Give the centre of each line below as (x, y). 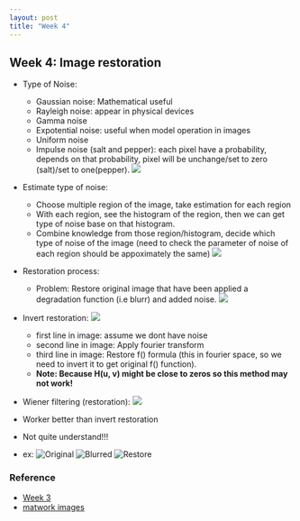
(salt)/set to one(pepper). (83, 170)
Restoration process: (61, 271)
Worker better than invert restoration (90, 419)
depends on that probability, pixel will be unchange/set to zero (152, 160)
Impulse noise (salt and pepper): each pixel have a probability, (151, 150)
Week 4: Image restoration (86, 63)
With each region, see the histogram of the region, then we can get (160, 215)
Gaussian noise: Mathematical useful (104, 102)
